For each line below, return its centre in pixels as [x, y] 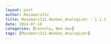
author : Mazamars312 [27, 15]
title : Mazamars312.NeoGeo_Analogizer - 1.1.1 [56, 19]
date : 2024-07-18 [24, 24]
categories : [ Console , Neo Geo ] [40, 29]
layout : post [19, 10]
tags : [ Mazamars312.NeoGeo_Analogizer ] [48, 33]
